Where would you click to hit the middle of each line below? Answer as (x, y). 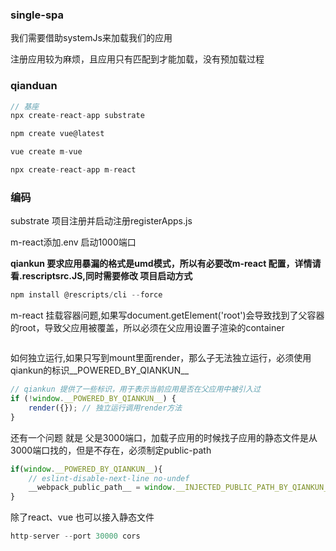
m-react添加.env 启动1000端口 (73, 242)
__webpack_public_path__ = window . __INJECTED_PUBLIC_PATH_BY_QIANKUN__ (180, 488)
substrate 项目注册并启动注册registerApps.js (101, 221)
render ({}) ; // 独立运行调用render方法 (105, 408)
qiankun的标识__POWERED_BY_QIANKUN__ (100, 370)
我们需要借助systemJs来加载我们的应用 (91, 38)
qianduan (34, 86)
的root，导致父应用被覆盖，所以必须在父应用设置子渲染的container (147, 328)
